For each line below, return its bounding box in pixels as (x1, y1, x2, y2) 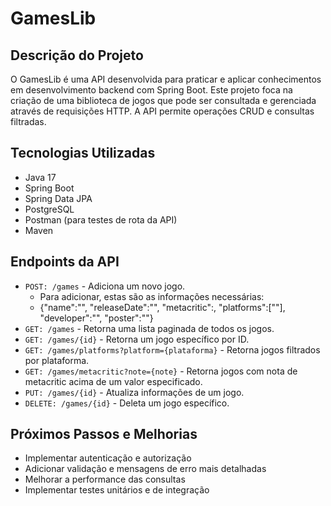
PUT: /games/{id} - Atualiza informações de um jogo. (24, 386, 245, 398)
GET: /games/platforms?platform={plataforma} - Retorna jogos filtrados (24, 343, 321, 356)
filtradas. (10, 116, 47, 127)
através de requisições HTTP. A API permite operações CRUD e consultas (10, 105, 315, 117)
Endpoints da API (10, 253, 120, 271)
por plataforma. (24, 354, 90, 366)
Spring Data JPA (24, 192, 93, 204)
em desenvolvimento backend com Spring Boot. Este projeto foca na (10, 84, 293, 96)
